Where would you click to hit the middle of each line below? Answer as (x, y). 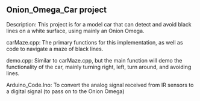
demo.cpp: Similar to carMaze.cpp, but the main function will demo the (94, 60)
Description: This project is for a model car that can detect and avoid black (99, 24)
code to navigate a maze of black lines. (55, 49)
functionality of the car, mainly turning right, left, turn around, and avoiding (99, 67)
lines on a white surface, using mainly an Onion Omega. (75, 31)
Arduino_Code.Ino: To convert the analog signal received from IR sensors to (100, 85)
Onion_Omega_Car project (57, 10)
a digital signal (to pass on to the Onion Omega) (65, 91)
